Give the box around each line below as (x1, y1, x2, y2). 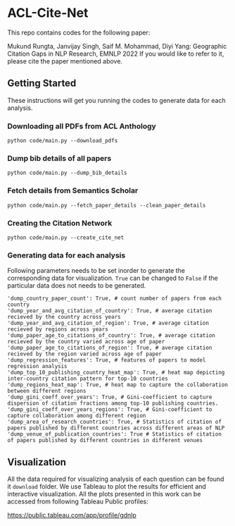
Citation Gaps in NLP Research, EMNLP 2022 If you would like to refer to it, (7, 49, 224, 58)
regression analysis (7, 363, 68, 370)
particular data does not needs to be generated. (7, 281, 146, 290)
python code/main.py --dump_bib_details (7, 169, 128, 177)
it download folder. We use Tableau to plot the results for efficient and (7, 482, 206, 491)
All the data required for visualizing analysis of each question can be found (7, 475, 224, 484)
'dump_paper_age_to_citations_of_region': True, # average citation (7, 344, 212, 352)
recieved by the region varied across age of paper (7, 350, 162, 357)
